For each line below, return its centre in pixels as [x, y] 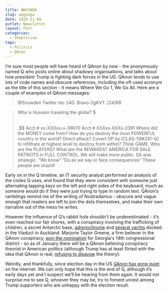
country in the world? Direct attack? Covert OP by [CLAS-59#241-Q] [88, 138]
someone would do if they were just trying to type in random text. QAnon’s [82, 191]
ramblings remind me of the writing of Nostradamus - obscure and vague [81, 196]
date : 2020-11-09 [23, 19]
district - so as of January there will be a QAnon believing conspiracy [76, 243]
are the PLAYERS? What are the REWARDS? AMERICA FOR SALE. [85, 149]
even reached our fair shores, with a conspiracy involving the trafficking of [82, 222]
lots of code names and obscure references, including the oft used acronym [84, 82]
